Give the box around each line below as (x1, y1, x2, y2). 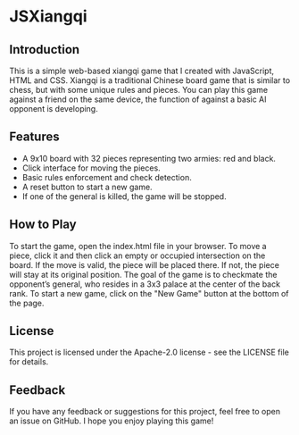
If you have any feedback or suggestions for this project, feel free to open (9, 406, 281, 417)
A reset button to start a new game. (21, 181, 154, 192)
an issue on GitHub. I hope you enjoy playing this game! (9, 415, 214, 426)
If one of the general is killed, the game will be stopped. (21, 190, 227, 202)
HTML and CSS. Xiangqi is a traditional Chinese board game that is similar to (9, 75, 291, 86)
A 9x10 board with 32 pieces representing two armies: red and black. (21, 153, 277, 163)
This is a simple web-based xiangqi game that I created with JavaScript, (9, 65, 275, 76)
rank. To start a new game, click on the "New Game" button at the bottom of (9, 288, 289, 298)
